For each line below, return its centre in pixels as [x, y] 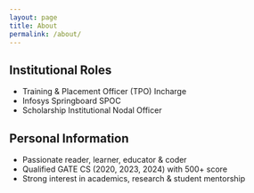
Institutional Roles [61, 70]
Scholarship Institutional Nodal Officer [92, 110]
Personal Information [69, 138]
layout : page [33, 17]
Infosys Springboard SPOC [72, 101]
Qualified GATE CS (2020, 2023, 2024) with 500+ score [125, 169]
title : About [33, 26]
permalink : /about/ [45, 34]
